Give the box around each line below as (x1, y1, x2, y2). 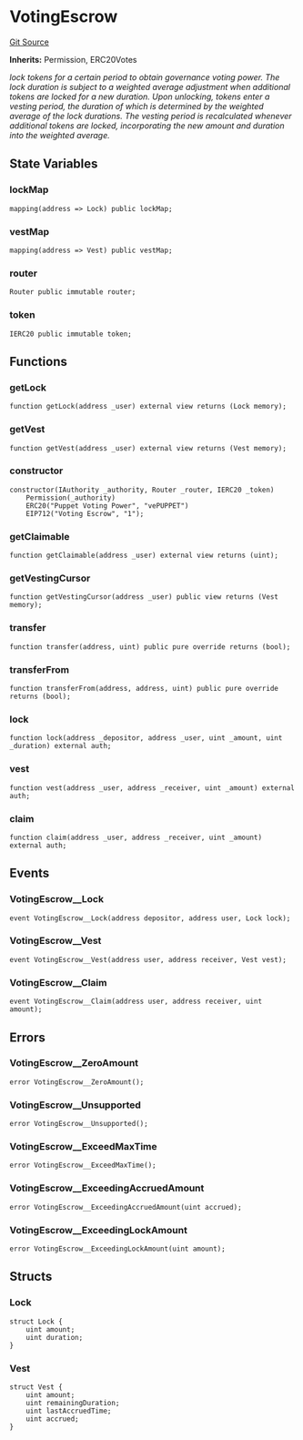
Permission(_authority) (25, 493, 116, 502)
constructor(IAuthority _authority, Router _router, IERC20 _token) (9, 485, 275, 494)
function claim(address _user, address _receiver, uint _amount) (9, 833, 262, 842)
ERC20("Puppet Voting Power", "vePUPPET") (25, 501, 189, 511)
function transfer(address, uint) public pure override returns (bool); (9, 642, 291, 652)
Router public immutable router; (9, 288, 136, 297)
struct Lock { (9, 1317, 64, 1326)
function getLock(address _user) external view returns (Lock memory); (9, 402, 287, 411)
